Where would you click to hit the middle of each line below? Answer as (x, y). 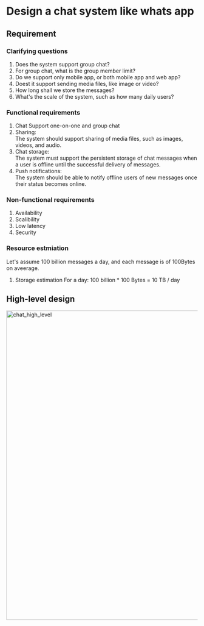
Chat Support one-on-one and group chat (67, 126)
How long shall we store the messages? (65, 90)
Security (25, 232)
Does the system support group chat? (63, 64)
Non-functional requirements (51, 200)
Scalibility (27, 219)
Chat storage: (32, 152)
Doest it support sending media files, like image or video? (87, 84)
